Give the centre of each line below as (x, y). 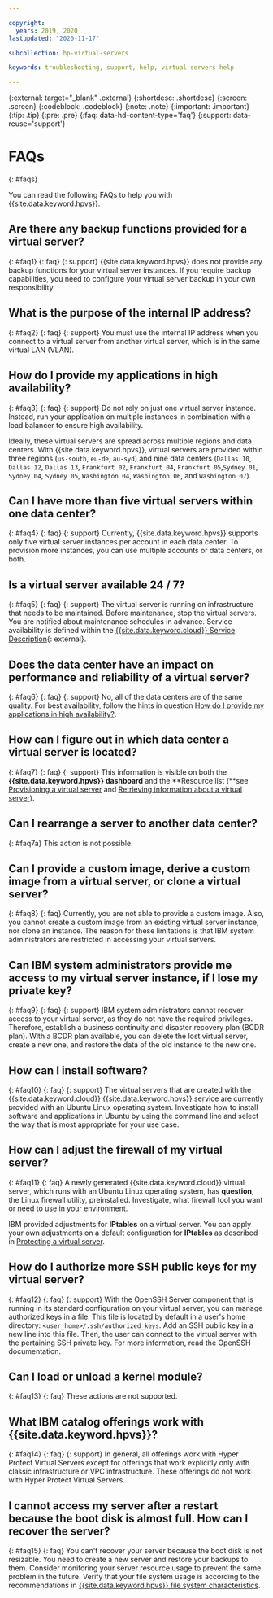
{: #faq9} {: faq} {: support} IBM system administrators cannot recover (126, 1011)
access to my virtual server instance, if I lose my (133, 978)
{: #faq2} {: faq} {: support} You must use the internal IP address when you (134, 332)
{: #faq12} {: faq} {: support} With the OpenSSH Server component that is (131, 1299)
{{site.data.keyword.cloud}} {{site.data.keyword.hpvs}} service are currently (136, 1098)
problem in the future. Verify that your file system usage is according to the (134, 1577)
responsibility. (32, 287)
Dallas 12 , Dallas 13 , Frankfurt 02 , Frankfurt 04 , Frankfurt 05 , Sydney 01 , (133, 467)
